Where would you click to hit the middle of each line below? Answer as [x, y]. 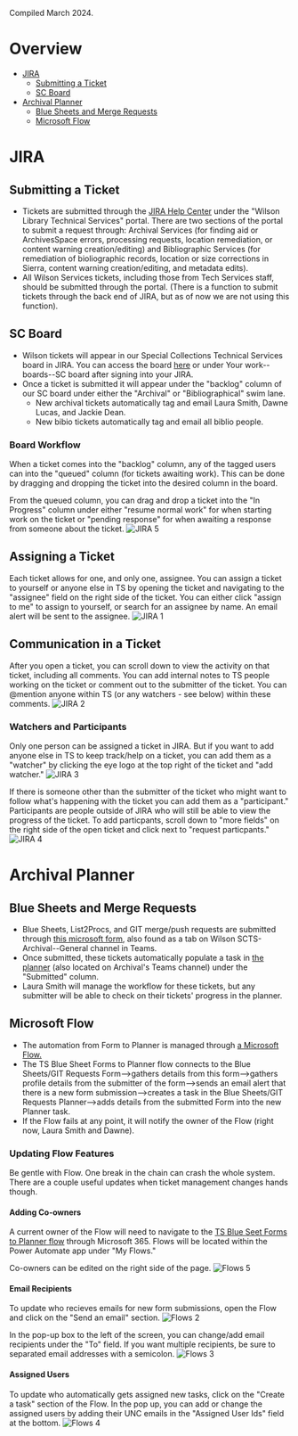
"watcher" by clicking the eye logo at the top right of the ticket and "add [141, 765]
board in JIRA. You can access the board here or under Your [132, 365]
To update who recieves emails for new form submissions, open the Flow [143, 1309]
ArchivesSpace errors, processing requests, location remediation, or [147, 239]
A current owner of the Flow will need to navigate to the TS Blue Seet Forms [148, 1232]
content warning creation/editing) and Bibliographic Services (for [141, 249]
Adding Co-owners [45, 1212]
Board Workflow [45, 445]
